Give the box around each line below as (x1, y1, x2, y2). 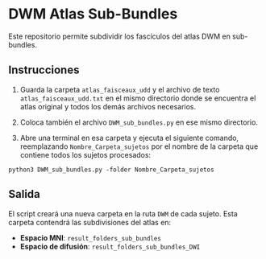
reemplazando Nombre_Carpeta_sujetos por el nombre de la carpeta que (19, 142, 259, 151)
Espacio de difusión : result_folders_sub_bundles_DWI (19, 241, 201, 251)
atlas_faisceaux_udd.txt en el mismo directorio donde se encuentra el (19, 93, 256, 103)
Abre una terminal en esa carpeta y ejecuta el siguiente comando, (19, 133, 239, 142)
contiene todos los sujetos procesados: (19, 150, 152, 159)
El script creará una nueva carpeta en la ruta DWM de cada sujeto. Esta (8, 208, 238, 218)
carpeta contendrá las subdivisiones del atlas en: (8, 217, 172, 227)
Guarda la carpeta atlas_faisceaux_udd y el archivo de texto (19, 84, 220, 94)
